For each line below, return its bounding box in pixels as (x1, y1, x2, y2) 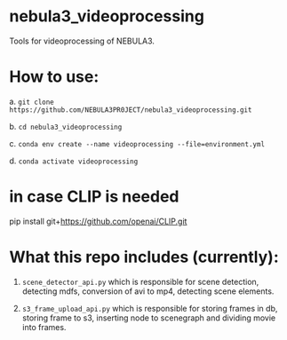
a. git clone (9, 96, 55, 107)
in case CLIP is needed (9, 186, 179, 207)
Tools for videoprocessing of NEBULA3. (9, 36, 155, 46)
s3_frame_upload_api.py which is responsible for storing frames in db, (21, 303, 278, 313)
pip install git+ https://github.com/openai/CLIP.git (9, 216, 187, 226)
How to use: (9, 67, 100, 87)
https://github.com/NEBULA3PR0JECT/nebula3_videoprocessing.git (9, 105, 252, 115)
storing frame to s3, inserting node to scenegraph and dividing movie (21, 312, 276, 323)
